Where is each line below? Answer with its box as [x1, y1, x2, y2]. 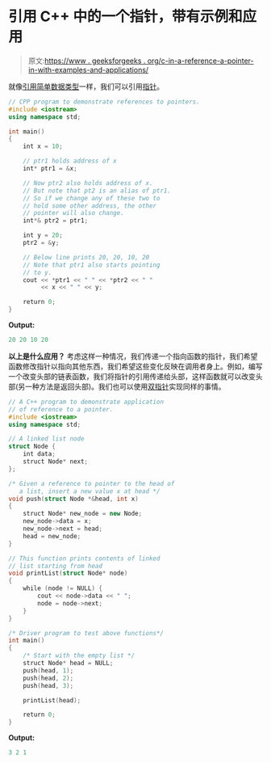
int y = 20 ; [23, 231, 63, 239]
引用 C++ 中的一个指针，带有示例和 [8, 7, 243, 26]
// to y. [23, 268, 52, 276]
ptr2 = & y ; [23, 239, 60, 247]
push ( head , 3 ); [23, 681, 74, 689]
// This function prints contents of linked [8, 554, 161, 563]
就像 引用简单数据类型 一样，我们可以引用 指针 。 [8, 82, 164, 91]
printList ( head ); [23, 696, 81, 704]
